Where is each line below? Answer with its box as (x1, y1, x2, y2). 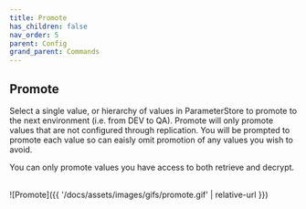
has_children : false (9, 22, 89, 31)
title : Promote (9, 13, 68, 23)
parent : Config (9, 38, 68, 48)
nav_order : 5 (9, 30, 59, 39)
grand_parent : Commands (9, 47, 100, 57)
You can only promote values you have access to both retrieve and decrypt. (9, 162, 295, 172)
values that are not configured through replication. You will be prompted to (9, 124, 290, 135)
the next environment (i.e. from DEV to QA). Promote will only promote (9, 115, 274, 126)
